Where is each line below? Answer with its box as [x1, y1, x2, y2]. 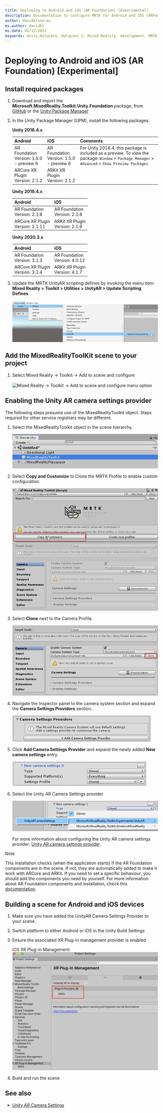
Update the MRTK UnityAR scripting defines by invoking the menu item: [12, 280, 155, 286]
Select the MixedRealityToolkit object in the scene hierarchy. [12, 424, 133, 430]
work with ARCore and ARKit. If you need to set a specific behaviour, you [5, 870, 151, 877]
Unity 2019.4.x [12, 188, 43, 194]
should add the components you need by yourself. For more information [5, 876, 149, 882]
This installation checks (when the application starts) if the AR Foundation [5, 860, 152, 866]
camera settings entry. [12, 752, 59, 758]
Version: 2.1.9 [54, 223, 82, 229]
